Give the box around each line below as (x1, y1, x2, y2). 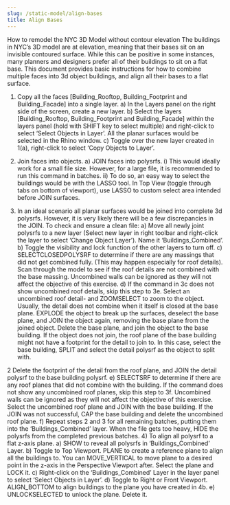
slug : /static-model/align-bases (7, 10, 103, 17)
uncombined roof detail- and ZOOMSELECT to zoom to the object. (16, 294, 205, 302)
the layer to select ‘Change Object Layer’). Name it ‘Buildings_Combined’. (16, 236, 224, 244)
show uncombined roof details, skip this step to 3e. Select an (16, 287, 190, 295)
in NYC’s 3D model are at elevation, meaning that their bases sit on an (7, 43, 205, 51)
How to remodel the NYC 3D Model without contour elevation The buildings (7, 35, 220, 43)
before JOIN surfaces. (16, 193, 80, 201)
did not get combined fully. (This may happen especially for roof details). (16, 258, 223, 266)
